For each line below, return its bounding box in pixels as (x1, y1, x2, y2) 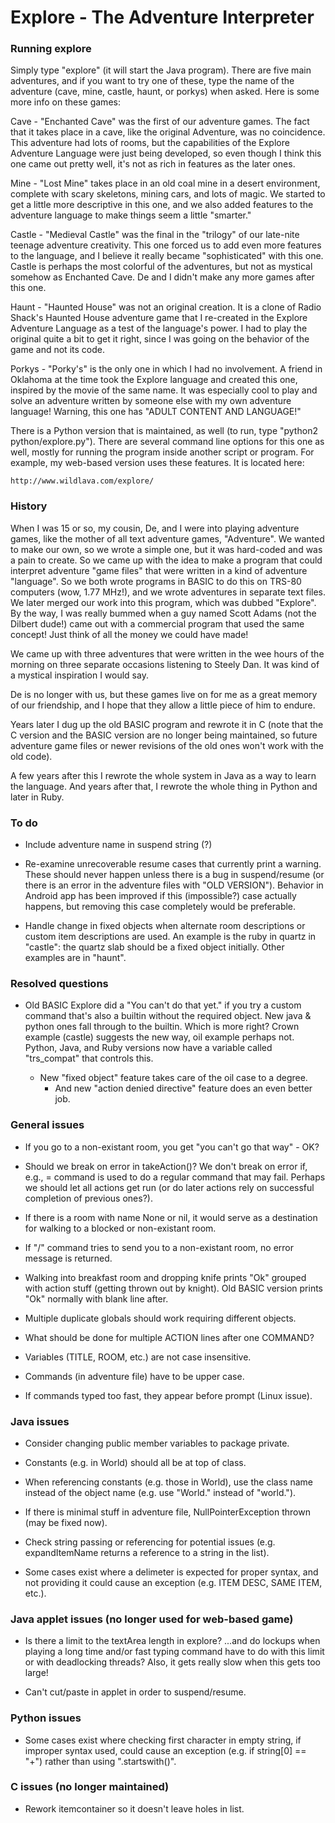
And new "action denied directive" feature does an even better (54, 1082, 313, 1095)
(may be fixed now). (24, 1516, 108, 1528)
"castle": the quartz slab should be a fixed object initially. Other (24, 941, 285, 953)
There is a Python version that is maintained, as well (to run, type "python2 (10, 425, 318, 437)
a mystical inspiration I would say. (10, 669, 149, 681)
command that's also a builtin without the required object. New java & (24, 1010, 312, 1022)
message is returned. (24, 1252, 113, 1264)
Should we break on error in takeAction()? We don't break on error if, (24, 1160, 308, 1172)
